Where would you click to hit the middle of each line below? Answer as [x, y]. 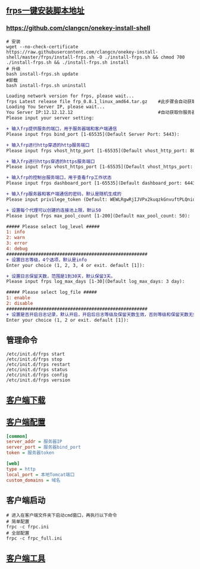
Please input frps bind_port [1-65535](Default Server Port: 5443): [93, 134]
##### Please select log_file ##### [51, 293]
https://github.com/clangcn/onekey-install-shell [78, 28]
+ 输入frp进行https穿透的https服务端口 [51, 161]
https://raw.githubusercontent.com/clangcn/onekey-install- [82, 52]
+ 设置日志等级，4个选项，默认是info [47, 260]
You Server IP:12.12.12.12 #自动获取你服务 [99, 113]
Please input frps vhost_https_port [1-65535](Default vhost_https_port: [100, 167]
